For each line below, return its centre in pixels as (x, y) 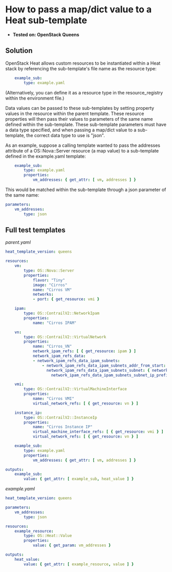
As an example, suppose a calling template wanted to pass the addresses (83, 145)
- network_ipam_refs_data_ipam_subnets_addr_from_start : (104, 366)
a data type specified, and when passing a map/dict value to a (71, 130)
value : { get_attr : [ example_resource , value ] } (79, 564)
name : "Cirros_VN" (52, 347)
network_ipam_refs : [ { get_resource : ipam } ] (84, 351)
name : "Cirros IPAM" (55, 323)
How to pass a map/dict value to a (79, 9)
